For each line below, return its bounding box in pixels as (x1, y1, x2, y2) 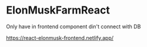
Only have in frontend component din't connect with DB (6, 23, 141, 30)
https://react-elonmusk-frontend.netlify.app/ (6, 34, 113, 41)
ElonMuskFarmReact (6, 4, 111, 17)
